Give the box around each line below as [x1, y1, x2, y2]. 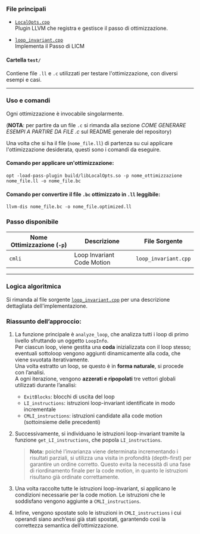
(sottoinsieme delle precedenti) [23, 419, 101, 426]
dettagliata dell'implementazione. [6, 302, 88, 309]
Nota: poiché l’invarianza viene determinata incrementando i [29, 448, 179, 455]
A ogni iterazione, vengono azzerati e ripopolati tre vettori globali [14, 375, 176, 382]
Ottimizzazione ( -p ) [10, 241, 67, 249]
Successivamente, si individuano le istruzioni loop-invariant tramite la [14, 430, 185, 437]
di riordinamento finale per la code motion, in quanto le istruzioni [29, 467, 188, 474]
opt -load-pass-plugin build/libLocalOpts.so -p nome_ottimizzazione [6, 173, 183, 179]
